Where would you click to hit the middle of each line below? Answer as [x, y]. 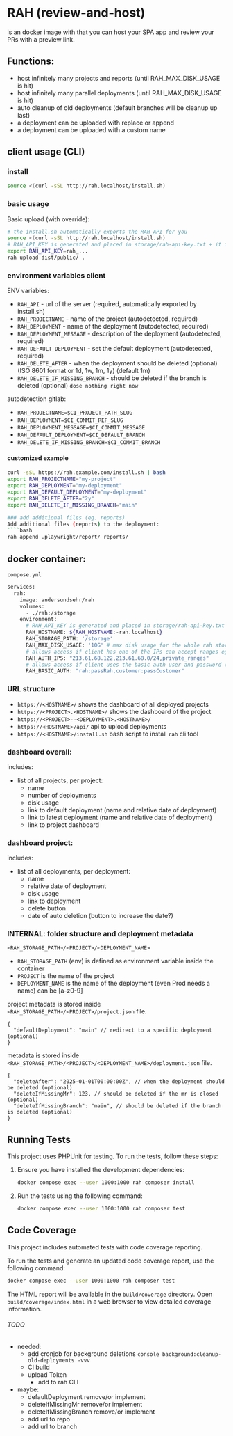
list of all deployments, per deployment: [74, 871]
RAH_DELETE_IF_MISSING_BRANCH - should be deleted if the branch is [112, 378]
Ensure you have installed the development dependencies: [101, 1170]
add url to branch [52, 1426]
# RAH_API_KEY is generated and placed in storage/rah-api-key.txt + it [114, 245]
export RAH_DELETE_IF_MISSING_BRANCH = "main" [72, 505]
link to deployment [54, 901]
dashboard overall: [40, 752]
